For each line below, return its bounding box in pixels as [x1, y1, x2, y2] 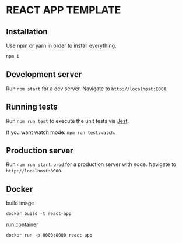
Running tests [6, 102, 58, 112]
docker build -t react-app [6, 211, 72, 217]
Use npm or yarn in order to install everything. [6, 42, 117, 49]
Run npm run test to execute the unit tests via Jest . [6, 117, 129, 124]
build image [6, 199, 34, 207]
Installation [6, 27, 48, 37]
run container [6, 221, 39, 228]
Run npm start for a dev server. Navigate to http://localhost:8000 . [6, 85, 168, 92]
